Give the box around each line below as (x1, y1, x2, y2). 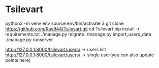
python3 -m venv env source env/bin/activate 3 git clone (5, 20, 124, 26)
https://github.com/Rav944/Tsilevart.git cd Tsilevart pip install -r (5, 25, 140, 31)
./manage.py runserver (5, 37, 53, 43)
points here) (5, 57, 30, 63)
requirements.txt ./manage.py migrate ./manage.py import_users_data (5, 31, 151, 37)
